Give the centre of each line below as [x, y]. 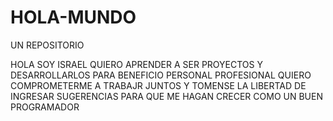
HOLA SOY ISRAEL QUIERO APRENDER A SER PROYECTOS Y [136, 64]
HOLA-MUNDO [73, 17]
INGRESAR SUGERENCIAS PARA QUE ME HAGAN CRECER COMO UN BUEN [166, 96]
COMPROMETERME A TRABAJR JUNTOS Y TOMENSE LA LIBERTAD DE [158, 85]
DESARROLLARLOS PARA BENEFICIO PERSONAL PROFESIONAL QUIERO [161, 75]
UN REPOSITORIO [47, 45]
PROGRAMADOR [45, 107]
